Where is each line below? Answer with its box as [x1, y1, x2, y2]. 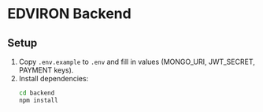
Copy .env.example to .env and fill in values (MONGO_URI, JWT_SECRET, [18, 57, 255, 66]
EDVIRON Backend [7, 5, 131, 23]
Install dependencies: [18, 74, 89, 83]
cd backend [18, 89, 55, 97]
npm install [18, 96, 58, 104]
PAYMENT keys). [18, 65, 74, 75]
